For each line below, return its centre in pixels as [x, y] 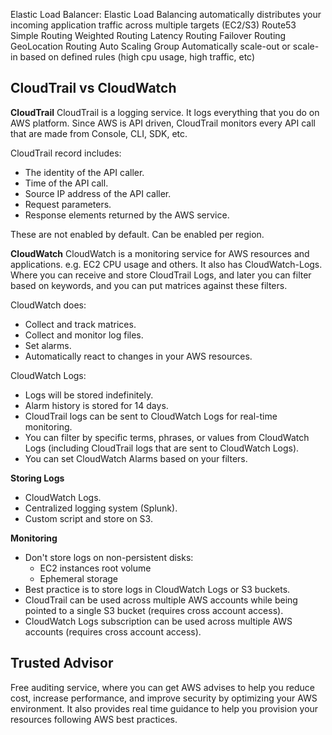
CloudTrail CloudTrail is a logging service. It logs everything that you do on [165, 112]
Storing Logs [37, 478]
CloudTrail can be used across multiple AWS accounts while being [161, 600]
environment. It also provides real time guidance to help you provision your [164, 708]
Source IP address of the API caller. [98, 193]
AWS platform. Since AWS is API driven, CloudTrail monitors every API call [163, 123]
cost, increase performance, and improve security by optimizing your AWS [164, 698]
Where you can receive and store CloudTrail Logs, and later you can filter [161, 275]
